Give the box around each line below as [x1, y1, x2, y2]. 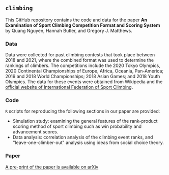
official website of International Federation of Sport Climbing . [5, 84, 133, 90]
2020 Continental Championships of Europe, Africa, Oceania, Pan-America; [5, 68, 164, 74]
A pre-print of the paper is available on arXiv [5, 164, 99, 170]
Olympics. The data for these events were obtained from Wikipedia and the [5, 79, 163, 85]
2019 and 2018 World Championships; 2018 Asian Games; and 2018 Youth [5, 74, 160, 80]
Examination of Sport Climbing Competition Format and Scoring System [5, 22, 160, 28]
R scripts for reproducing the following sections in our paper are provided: [5, 108, 160, 114]
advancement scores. [12, 129, 59, 135]
